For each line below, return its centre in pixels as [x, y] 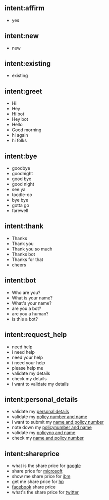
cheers [19, 264]
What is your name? [32, 298]
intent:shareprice [32, 454]
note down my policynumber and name [52, 427]
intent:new [22, 36]
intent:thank [24, 226]
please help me [27, 368]
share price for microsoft [37, 471]
